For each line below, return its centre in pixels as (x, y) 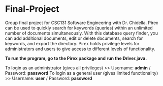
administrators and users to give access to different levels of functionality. (80, 49)
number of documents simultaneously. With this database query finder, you (81, 33)
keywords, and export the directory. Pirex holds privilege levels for (72, 43)
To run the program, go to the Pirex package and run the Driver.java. (76, 58)
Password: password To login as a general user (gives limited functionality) (82, 73)
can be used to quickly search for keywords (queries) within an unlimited (79, 28)
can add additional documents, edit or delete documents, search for (74, 38)
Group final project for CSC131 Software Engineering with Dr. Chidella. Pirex (82, 23)
